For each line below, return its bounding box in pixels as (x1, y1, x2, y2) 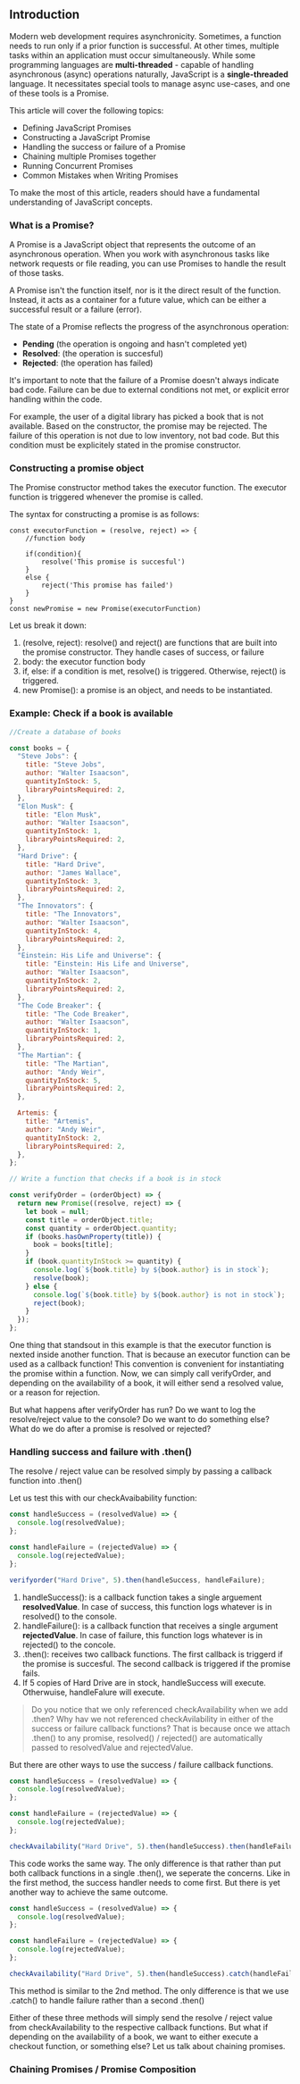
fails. (21, 1668, 40, 1678)
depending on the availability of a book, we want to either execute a (9, 2031, 259, 2042)
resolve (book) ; (32, 1273, 90, 1283)
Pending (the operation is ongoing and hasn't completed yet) (21, 339, 247, 349)
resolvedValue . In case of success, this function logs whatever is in (21, 1601, 272, 1611)
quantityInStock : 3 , (25, 876, 102, 885)
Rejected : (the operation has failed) (21, 357, 154, 369)
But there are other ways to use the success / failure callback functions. (9, 1759, 274, 1770)
